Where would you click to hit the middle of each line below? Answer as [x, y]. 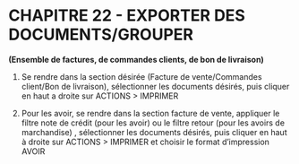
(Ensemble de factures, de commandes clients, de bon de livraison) [137, 59]
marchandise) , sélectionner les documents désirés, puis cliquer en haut [154, 132]
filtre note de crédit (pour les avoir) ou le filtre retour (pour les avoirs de [153, 123]
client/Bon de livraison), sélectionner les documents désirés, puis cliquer [155, 86]
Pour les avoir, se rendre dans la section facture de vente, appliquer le [150, 113]
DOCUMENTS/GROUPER [101, 35]
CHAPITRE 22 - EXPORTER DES [127, 16]
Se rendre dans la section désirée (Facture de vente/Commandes [141, 76]
